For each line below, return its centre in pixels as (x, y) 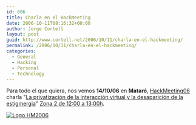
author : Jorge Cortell (35, 29)
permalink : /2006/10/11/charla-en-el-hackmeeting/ (72, 46)
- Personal (25, 68)
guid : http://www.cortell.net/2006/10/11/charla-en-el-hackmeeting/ (95, 40)
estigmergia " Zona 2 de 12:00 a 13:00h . (56, 104)
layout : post (23, 34)
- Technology (28, 74)
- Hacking (24, 62)
